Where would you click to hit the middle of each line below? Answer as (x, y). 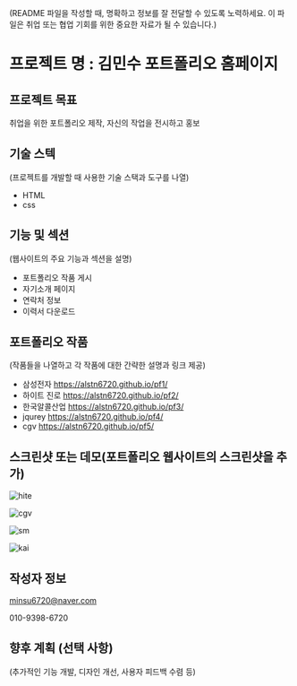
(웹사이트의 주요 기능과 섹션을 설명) (71, 258)
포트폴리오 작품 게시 (57, 277)
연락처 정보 (42, 300)
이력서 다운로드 (49, 311)
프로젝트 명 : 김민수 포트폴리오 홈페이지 (144, 64)
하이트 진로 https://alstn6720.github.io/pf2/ (100, 395)
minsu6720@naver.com (53, 601)
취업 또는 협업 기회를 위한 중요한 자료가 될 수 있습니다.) (121, 24)
